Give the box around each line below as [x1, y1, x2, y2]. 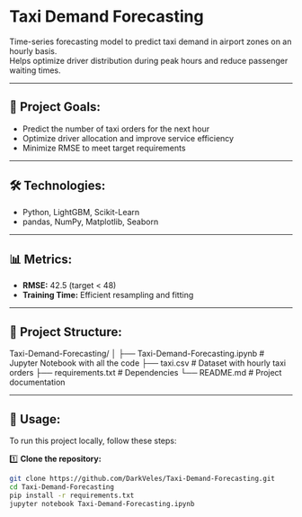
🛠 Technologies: [9, 178, 106, 194]
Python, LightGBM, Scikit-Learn [22, 206, 140, 217]
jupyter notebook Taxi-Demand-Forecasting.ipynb [9, 499, 195, 508]
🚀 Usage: [9, 412, 61, 427]
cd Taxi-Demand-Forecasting [9, 482, 115, 492]
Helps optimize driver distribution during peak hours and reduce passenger [9, 55, 289, 66]
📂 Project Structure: [9, 324, 123, 340]
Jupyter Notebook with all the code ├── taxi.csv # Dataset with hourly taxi [9, 358, 286, 368]
